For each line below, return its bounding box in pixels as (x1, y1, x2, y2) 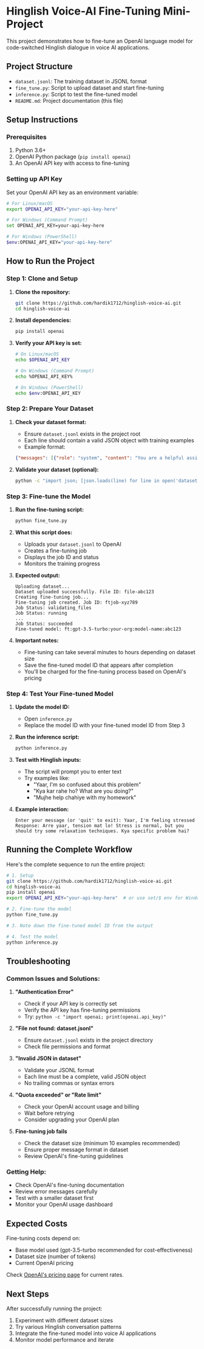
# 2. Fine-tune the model (6, 906, 72, 912)
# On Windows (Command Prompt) (15, 368, 95, 374)
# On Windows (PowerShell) (15, 385, 84, 391)
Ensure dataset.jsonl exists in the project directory (24, 1036, 154, 1044)
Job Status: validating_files (15, 604, 92, 611)
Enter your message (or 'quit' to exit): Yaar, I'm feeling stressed (15, 817, 195, 823)
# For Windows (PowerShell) (6, 234, 78, 240)
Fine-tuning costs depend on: (6, 1235, 81, 1242)
